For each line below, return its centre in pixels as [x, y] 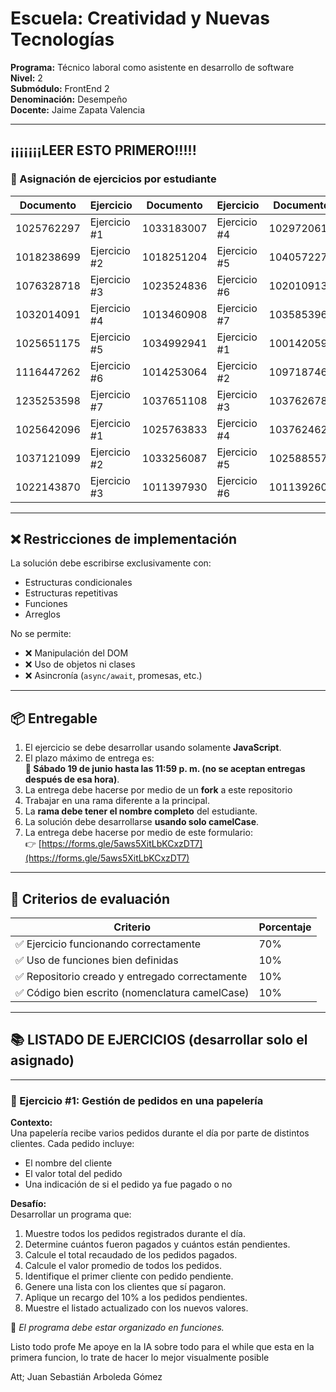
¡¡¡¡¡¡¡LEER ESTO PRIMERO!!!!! [103, 150]
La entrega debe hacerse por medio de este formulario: [138, 833]
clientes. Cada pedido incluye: [72, 1144]
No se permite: [41, 634]
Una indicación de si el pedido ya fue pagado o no [128, 1184]
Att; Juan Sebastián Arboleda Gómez [86, 1377]
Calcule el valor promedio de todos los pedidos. [123, 1266]
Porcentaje [285, 927]
